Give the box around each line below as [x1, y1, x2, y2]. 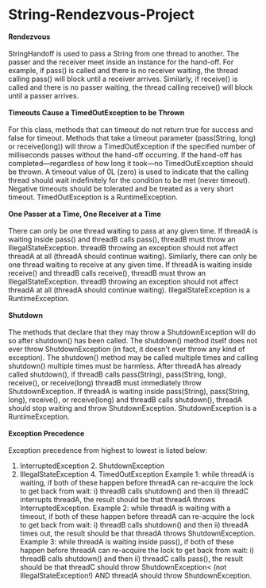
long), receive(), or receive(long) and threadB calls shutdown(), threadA [8, 395, 243, 404]
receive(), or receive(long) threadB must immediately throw [8, 377, 202, 387]
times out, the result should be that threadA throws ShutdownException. [19, 528, 256, 538]
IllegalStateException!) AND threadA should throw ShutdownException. [19, 571, 253, 580]
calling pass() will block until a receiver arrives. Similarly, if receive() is [8, 74, 238, 83]
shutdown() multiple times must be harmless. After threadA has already [8, 361, 242, 370]
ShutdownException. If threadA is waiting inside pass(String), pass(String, [8, 386, 250, 396]
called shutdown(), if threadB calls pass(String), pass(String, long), [8, 369, 226, 379]
